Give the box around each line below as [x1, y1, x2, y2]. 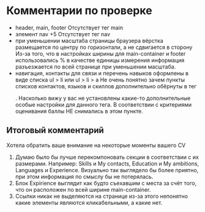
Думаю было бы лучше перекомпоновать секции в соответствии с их [15, 153, 199, 161]
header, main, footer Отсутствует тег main [15, 24, 124, 31]
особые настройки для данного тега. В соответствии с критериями [15, 100, 192, 108]
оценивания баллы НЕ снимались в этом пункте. [15, 107, 143, 115]
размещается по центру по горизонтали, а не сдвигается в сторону [15, 44, 193, 51]
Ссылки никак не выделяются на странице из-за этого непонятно [15, 192, 188, 200]
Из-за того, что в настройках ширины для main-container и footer [15, 50, 186, 57]
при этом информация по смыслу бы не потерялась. [15, 173, 154, 180]
